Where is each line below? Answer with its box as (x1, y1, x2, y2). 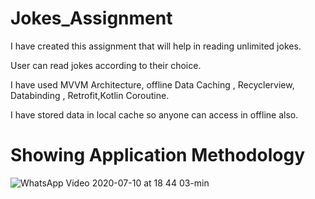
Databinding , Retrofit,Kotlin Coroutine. (10, 89, 170, 101)
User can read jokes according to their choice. (10, 59, 202, 71)
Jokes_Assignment (10, 7, 173, 30)
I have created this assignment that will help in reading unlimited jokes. (10, 40, 302, 52)
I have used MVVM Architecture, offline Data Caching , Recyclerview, (10, 78, 295, 91)
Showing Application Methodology (10, 144, 305, 167)
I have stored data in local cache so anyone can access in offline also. (10, 108, 299, 121)
